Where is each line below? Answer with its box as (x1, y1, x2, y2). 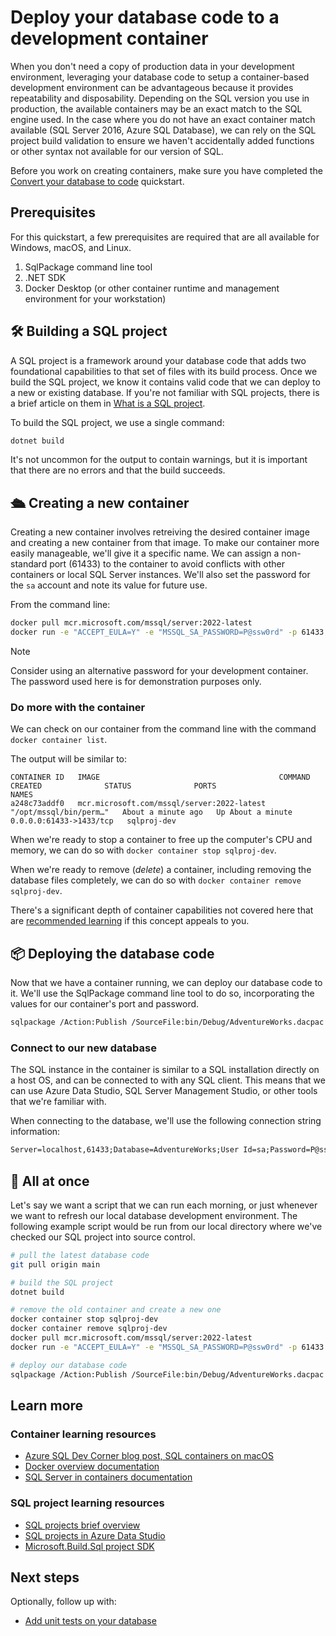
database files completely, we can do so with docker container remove (10, 874, 302, 886)
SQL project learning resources (10, 1496, 165, 1510)
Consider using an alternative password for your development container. (10, 665, 309, 676)
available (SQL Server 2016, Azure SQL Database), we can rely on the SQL (10, 124, 317, 136)
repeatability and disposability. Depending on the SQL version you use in (10, 92, 310, 104)
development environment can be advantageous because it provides (10, 81, 294, 93)
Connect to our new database (10, 1041, 157, 1055)
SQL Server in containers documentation (24, 1471, 193, 1483)
